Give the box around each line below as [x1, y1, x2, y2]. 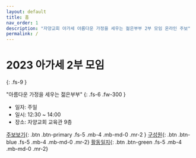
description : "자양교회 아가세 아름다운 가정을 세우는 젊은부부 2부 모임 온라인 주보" [6, 25, 191, 32]
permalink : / [6, 31, 39, 37]
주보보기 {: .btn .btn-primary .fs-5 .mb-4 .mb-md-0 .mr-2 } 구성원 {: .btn [6, 131, 177, 138]
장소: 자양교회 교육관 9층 [14, 119, 72, 126]
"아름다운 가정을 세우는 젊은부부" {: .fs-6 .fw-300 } [6, 91, 126, 98]
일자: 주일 [14, 104, 37, 111]
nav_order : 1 [6, 20, 39, 26]
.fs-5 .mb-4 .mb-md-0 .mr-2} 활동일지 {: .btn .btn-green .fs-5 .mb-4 [18, 138, 182, 146]
